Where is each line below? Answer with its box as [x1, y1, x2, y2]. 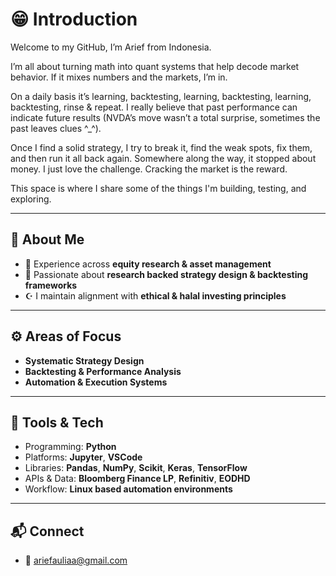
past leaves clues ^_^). [10, 122, 102, 134]
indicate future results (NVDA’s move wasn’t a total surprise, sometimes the [10, 111, 321, 123]
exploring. [10, 193, 52, 205]
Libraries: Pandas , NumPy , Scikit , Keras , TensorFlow [24, 462, 248, 474]
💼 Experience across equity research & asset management [24, 258, 272, 270]
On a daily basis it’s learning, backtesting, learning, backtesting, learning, [10, 90, 312, 102]
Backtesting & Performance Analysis [24, 365, 182, 377]
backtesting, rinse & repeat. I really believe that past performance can [10, 101, 298, 113]
